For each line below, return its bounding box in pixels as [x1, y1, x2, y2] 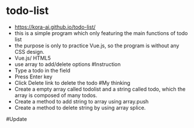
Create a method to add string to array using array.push [14, 98, 149, 105]
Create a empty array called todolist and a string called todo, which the [14, 85, 186, 92]
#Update [6, 115, 27, 122]
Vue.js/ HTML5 [14, 54, 51, 61]
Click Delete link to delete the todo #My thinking [14, 79, 130, 86]
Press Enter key [14, 73, 53, 80]
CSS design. [14, 48, 45, 55]
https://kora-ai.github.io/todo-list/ [14, 23, 96, 30]
